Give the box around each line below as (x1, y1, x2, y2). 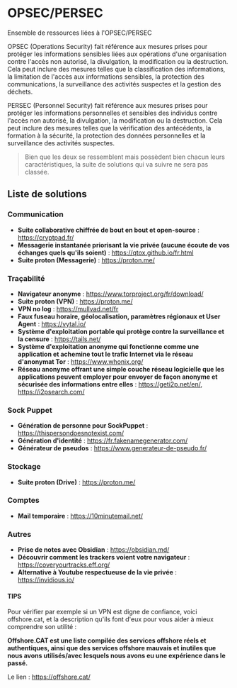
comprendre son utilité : (7, 623, 77, 631)
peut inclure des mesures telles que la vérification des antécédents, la (7, 123, 212, 132)
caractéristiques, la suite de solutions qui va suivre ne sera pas (24, 160, 209, 168)
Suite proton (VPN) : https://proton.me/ (17, 296, 133, 306)
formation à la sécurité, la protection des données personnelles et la (7, 131, 206, 140)
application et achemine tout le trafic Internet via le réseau (17, 350, 193, 358)
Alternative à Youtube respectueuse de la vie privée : (17, 568, 177, 577)
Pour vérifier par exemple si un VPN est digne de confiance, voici (7, 608, 197, 616)
